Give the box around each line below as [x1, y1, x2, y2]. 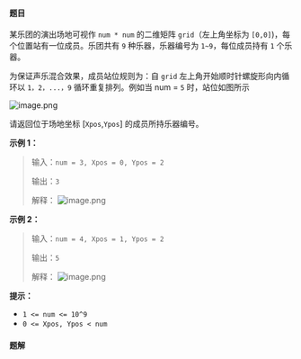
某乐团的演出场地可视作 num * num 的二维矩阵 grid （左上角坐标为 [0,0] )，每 [9, 29, 290, 40]
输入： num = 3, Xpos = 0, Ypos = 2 [31, 157, 164, 167]
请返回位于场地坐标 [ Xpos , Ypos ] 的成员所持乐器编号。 [9, 119, 204, 130]
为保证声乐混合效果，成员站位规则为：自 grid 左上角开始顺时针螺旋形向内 [9, 71, 282, 82]
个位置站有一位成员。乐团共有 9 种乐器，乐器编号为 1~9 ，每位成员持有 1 [9, 40, 275, 51]
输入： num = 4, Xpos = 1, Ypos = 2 [31, 233, 164, 244]
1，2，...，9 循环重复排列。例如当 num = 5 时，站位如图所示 [26, 82, 250, 93]
